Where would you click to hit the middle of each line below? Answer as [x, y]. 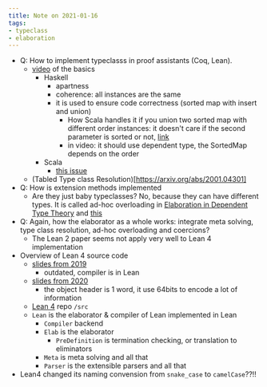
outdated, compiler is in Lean [92, 273]
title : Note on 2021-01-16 [53, 16]
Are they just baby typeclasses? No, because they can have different [145, 196]
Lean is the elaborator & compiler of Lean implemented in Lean [134, 315]
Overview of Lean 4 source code [74, 255]
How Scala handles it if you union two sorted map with [157, 120]
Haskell [56, 77]
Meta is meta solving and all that [96, 357]
